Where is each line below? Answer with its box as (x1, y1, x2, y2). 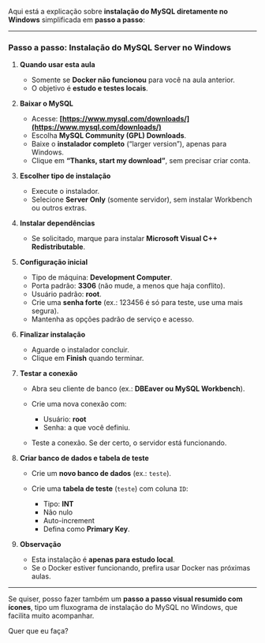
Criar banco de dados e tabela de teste (19, 453, 150, 463)
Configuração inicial (19, 258, 88, 267)
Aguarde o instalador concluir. (31, 345, 130, 355)
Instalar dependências (19, 218, 95, 228)
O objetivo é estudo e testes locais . (31, 84, 148, 93)
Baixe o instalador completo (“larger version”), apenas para (31, 139, 227, 149)
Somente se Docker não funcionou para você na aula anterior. (31, 75, 235, 85)
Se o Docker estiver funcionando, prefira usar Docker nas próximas (31, 563, 251, 573)
